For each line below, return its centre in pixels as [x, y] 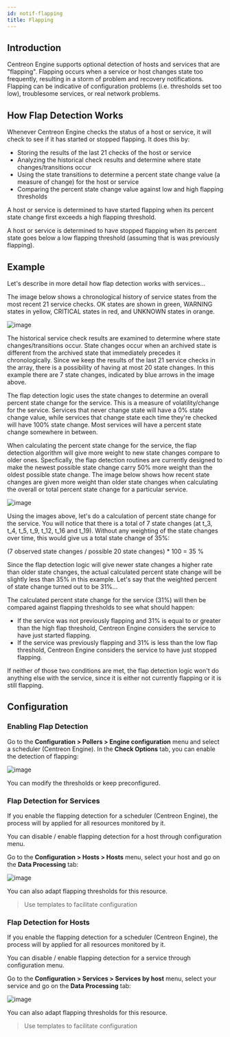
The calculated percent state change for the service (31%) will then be [107, 599]
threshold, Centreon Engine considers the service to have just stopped [117, 650]
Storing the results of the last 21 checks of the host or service [104, 153]
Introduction [34, 48]
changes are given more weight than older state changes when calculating [113, 482]
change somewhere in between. [53, 432]
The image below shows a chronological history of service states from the [112, 296]
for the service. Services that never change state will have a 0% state [105, 410]
